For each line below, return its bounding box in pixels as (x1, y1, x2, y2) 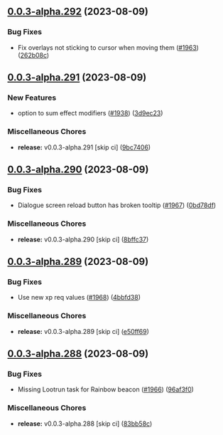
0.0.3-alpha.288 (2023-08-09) (7, 348, 149, 360)
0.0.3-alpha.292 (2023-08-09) (7, 6, 149, 18)
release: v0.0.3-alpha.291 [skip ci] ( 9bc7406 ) (17, 142, 151, 152)
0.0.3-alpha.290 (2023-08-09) (7, 164, 149, 176)
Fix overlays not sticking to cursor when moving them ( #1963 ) (17, 43, 199, 52)
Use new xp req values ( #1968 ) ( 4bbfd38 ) (17, 293, 141, 302)
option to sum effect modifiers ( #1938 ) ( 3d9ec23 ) (17, 109, 163, 117)
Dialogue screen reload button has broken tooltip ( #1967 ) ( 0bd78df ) (17, 201, 217, 209)
